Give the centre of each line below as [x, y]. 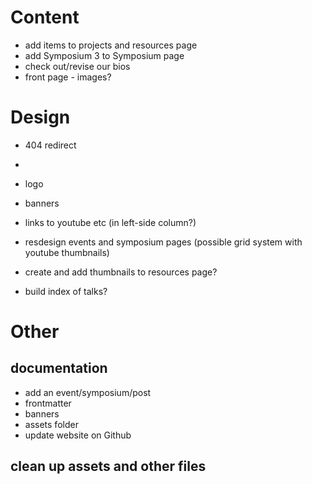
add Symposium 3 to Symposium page [104, 55]
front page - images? [68, 77]
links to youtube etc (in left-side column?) [110, 222]
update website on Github [78, 435]
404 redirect [50, 145]
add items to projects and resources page [111, 45]
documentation [59, 368]
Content [45, 17]
